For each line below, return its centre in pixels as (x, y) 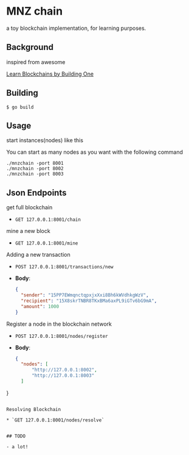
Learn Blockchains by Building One (50, 74)
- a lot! (17, 446)
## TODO (16, 436)
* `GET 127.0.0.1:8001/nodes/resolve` (55, 420)
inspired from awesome (36, 62)
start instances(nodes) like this (45, 140)
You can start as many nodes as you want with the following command (95, 152)
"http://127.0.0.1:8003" (63, 376)
